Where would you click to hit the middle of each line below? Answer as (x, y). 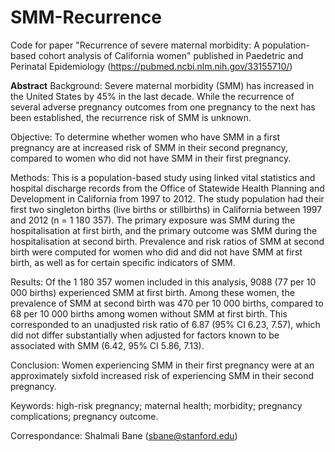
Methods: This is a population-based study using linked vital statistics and (163, 177)
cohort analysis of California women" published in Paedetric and (171, 55)
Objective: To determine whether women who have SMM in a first (145, 137)
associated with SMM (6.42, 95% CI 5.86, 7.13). (107, 345)
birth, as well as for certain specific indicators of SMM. (123, 262)
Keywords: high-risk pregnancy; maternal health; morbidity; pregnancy (156, 405)
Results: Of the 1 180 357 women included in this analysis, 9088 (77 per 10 (163, 282)
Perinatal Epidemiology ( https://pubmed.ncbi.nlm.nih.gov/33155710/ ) (151, 66)
